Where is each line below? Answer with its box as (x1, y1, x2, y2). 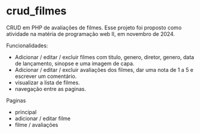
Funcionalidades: (6, 42, 48, 49)
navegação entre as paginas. (14, 85, 87, 92)
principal (14, 108, 37, 115)
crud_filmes (6, 4, 67, 18)
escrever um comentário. (14, 72, 77, 80)
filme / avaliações (14, 121, 59, 128)
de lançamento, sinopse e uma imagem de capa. (14, 60, 135, 67)
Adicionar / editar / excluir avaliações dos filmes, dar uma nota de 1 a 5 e (14, 66, 194, 73)
